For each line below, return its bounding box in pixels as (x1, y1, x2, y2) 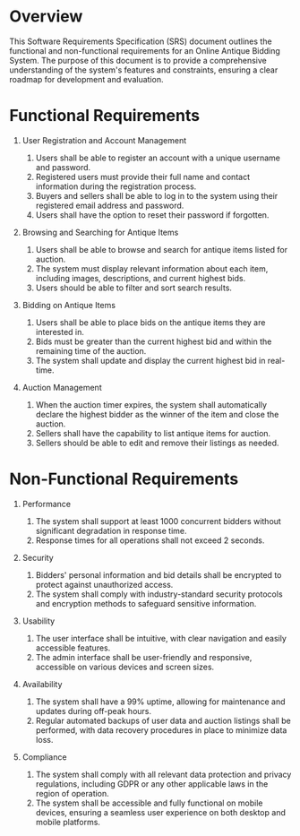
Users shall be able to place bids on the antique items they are (35, 316, 266, 328)
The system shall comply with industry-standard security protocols (35, 589, 284, 599)
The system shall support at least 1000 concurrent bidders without (35, 515, 282, 526)
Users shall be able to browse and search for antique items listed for (35, 244, 288, 254)
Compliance (21, 751, 67, 763)
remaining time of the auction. (35, 345, 147, 356)
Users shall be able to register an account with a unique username (35, 152, 280, 163)
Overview (9, 6, 83, 27)
